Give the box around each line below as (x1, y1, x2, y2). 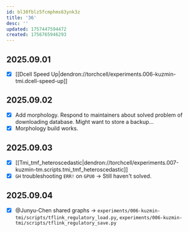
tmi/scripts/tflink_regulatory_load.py (15, 214, 117, 220)
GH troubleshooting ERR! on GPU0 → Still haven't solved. (15, 172, 152, 179)
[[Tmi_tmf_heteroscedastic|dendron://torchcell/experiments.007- (15, 159, 179, 166)
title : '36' (6, 15, 37, 21)
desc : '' (6, 20, 29, 26)
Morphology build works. (15, 125, 79, 132)
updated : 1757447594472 (6, 26, 67, 32)
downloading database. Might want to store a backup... (15, 118, 154, 125)
